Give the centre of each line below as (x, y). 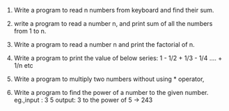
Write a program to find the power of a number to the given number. (111, 92)
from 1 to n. (30, 31)
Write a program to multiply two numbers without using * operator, (109, 79)
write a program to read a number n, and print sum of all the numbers (113, 23)
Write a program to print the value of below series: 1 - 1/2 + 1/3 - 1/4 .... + (118, 58)
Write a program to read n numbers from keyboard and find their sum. (114, 10)
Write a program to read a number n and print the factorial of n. (104, 44)
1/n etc (23, 65)
